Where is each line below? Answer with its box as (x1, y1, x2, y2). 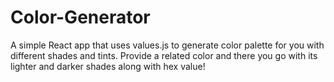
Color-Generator (10, 6, 151, 29)
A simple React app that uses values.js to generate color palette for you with (10, 39, 325, 51)
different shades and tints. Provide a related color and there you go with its (10, 49, 318, 61)
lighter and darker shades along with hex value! (10, 60, 206, 72)
